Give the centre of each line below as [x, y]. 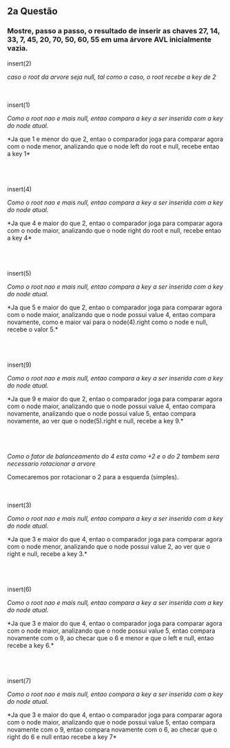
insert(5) [19, 273]
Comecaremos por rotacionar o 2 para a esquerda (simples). [93, 477]
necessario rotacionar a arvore [52, 463]
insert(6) [20, 589]
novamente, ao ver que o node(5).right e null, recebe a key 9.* [95, 421]
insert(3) [20, 505]
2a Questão [32, 11]
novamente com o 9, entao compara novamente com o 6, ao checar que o [112, 729]
